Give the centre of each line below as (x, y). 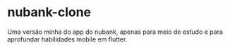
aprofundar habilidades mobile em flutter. (67, 39)
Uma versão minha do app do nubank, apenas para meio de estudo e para (115, 32)
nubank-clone (49, 12)
